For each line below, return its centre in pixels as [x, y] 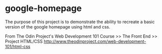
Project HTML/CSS [24, 41]
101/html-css [18, 46]
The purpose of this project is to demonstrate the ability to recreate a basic [80, 22]
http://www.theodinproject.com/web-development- [95, 41]
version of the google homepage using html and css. [58, 27]
